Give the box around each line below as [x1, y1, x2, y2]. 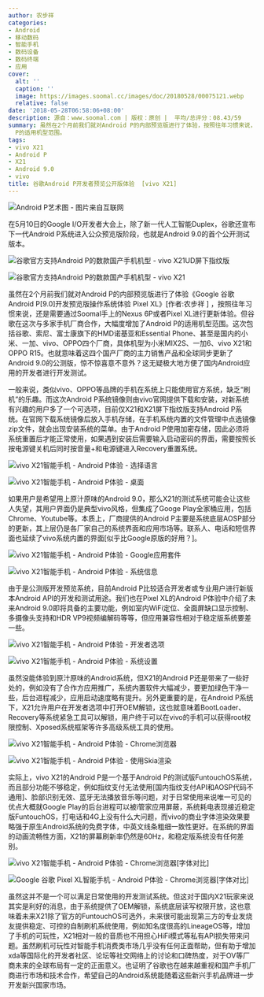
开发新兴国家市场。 [8, 980, 71, 989]
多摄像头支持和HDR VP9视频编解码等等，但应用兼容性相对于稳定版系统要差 [8, 613, 251, 622]
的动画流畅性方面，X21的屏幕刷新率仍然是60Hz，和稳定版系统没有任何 [8, 832, 237, 841]
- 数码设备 [8, 48, 39, 56]
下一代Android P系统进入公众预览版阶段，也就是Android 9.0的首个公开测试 [8, 229, 250, 239]
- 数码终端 [8, 56, 39, 64]
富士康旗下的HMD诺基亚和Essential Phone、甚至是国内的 [56, 328, 241, 338]
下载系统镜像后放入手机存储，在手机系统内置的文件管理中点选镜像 [42, 414, 256, 424]
